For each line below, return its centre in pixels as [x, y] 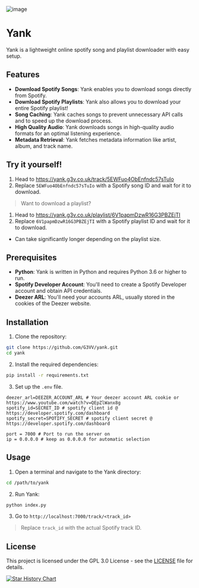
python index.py [26, 505]
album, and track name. [44, 146]
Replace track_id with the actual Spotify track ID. [81, 528]
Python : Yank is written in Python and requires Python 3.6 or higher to [101, 272]
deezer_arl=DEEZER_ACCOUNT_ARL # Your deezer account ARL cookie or [93, 398]
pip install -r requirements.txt [48, 375]
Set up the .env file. [39, 386]
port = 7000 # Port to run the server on [58, 434]
